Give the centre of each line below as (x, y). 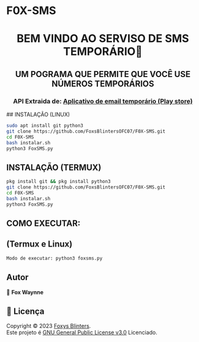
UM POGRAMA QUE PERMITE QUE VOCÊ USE (103, 74)
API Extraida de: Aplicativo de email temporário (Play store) (103, 101)
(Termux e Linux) (39, 244)
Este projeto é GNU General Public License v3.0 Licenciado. (82, 333)
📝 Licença (25, 311)
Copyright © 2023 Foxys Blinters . (49, 326)
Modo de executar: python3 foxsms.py (54, 258)
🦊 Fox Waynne (25, 292)
